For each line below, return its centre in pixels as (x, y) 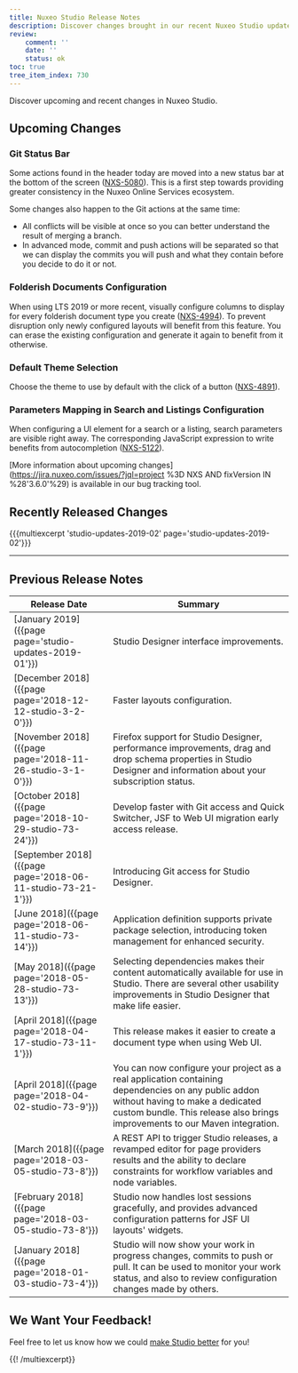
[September (39, 854)
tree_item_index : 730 (49, 76)
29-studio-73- (47, 829)
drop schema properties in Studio (182, 759)
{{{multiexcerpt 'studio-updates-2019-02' (86, 533)
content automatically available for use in (198, 972)
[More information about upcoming (73, 465)
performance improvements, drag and (192, 747)
